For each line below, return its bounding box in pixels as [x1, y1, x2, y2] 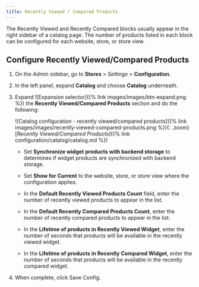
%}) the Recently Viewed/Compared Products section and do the [14, 100, 178, 107]
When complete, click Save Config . [14, 274, 101, 281]
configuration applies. [23, 179, 77, 186]
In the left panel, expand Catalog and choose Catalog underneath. [14, 82, 178, 89]
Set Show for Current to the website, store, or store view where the [23, 172, 189, 179]
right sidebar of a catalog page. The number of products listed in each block [6, 31, 193, 39]
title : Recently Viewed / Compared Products [6, 8, 118, 15]
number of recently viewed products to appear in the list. [23, 197, 163, 204]
